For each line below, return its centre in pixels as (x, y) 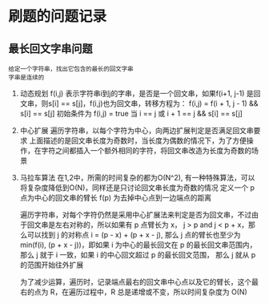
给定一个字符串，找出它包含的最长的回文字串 (71, 69)
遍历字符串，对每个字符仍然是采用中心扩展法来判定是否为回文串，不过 (136, 215)
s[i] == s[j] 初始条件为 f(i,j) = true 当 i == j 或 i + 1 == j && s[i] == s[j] (131, 113)
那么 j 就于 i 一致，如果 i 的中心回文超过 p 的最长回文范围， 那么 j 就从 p (138, 255)
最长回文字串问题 (50, 49)
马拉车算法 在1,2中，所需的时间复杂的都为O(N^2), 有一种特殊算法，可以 (137, 178)
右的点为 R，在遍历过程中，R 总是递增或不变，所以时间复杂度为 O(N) (134, 292)
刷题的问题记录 (58, 16)
